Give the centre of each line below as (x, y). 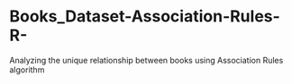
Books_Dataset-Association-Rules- (145, 17)
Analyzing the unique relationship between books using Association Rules (146, 60)
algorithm (27, 70)
